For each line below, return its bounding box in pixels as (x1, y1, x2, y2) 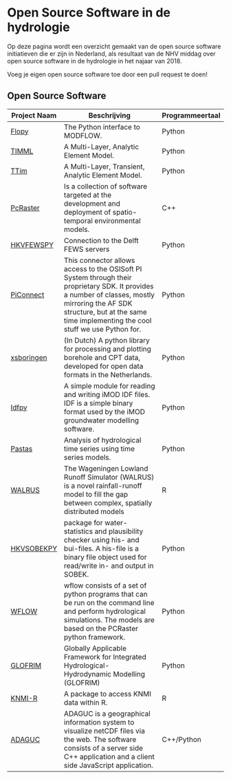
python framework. (64, 632, 126, 641)
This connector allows (64, 255, 135, 265)
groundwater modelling (64, 415, 140, 425)
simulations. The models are (64, 615, 155, 624)
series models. (64, 452, 111, 462)
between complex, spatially (64, 498, 153, 507)
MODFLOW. (64, 131, 102, 140)
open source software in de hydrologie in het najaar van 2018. (7, 56, 182, 65)
